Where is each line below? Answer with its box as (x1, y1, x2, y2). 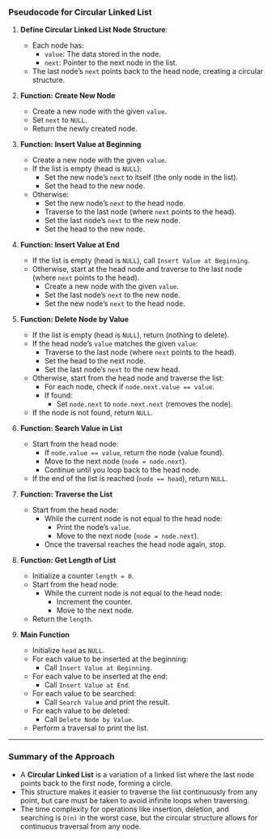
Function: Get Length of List (19, 555, 116, 566)
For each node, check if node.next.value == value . (44, 382, 215, 392)
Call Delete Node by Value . (44, 715, 134, 725)
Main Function (19, 630, 70, 639)
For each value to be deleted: (32, 706, 130, 716)
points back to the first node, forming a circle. (19, 778, 173, 788)
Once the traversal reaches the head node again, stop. (44, 540, 227, 549)
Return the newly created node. (32, 124, 138, 134)
